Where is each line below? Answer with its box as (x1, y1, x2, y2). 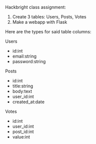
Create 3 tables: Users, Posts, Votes (12, 14, 87, 19)
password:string (12, 59, 46, 64)
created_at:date (12, 99, 45, 105)
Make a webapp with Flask (12, 19, 67, 25)
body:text (12, 88, 32, 94)
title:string (12, 83, 33, 89)
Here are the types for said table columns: (5, 29, 92, 34)
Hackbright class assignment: (5, 4, 66, 10)
